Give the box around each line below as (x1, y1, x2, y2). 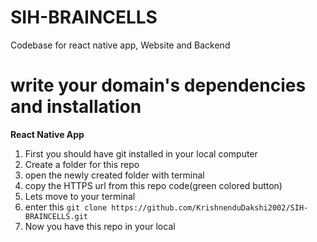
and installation (10, 96, 142, 118)
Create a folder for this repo (24, 158, 140, 170)
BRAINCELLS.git (24, 211, 89, 221)
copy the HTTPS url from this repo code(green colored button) (24, 179, 283, 191)
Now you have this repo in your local (24, 220, 176, 232)
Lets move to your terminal (24, 190, 136, 202)
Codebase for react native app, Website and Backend (10, 39, 231, 51)
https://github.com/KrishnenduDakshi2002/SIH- (111, 202, 309, 213)
